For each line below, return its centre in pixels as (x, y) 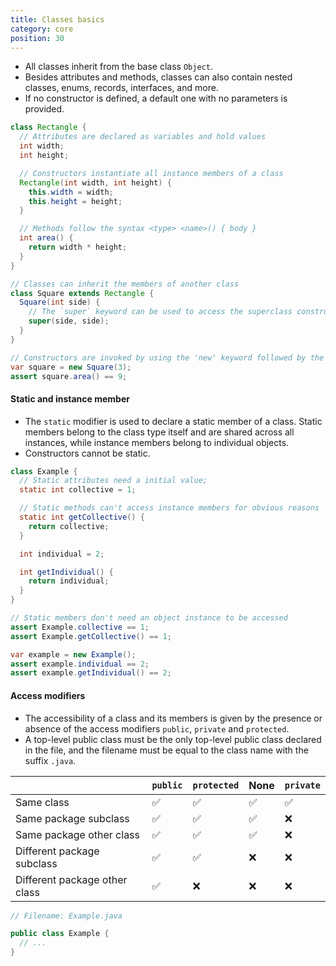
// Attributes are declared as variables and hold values (143, 137)
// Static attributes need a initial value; (113, 481)
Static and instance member (70, 398)
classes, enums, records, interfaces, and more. (121, 88)
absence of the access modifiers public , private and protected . (157, 728)
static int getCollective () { (82, 517)
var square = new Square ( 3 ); (71, 367)
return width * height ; (78, 247)
